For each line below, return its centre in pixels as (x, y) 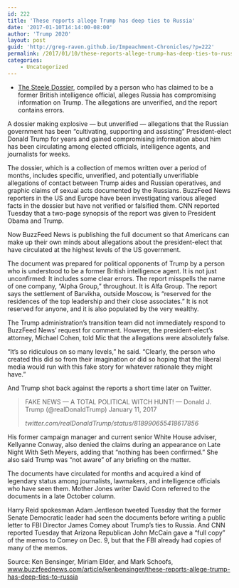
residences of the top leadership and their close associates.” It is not (108, 301)
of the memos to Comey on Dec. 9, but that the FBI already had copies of (115, 540)
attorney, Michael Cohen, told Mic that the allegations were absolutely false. (118, 337)
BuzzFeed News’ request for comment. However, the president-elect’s (110, 330)
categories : (25, 61)
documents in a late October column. (62, 496)
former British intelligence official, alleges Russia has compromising (117, 95)
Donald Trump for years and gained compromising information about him (114, 139)
